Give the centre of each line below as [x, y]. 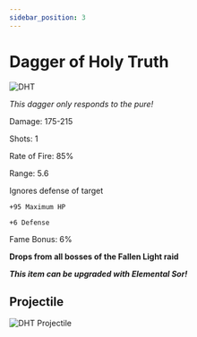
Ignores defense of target [56, 190]
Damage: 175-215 [41, 121]
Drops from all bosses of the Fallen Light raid [94, 257]
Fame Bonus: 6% [41, 239]
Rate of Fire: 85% [42, 156]
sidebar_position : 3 [48, 17]
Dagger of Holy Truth [89, 61]
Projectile [37, 302]
